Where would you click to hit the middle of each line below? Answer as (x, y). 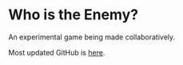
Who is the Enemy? (73, 15)
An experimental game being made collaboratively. (92, 37)
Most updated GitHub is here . (57, 52)
